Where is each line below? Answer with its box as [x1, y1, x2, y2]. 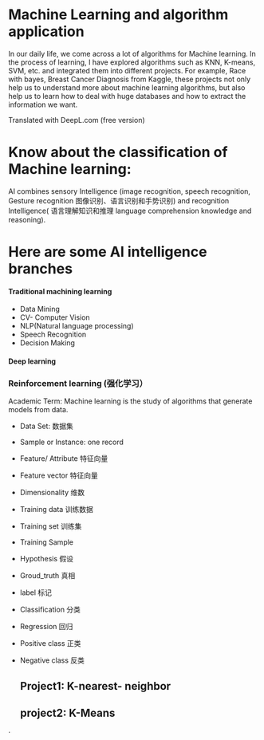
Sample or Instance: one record [19, 437, 124, 447]
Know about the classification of [8, 144, 228, 161]
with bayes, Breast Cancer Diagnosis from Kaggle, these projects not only [8, 74, 251, 84]
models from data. [8, 405, 69, 415]
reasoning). [8, 215, 46, 224]
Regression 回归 [19, 622, 73, 632]
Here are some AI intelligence [8, 243, 207, 261]
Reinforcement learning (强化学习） [8, 377, 148, 388]
